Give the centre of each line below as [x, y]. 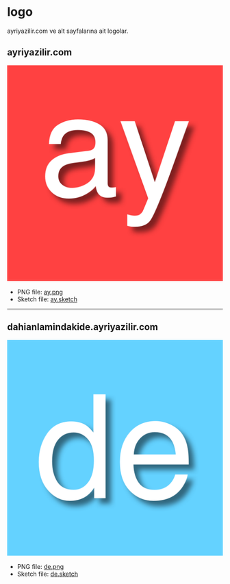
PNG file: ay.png [40, 292]
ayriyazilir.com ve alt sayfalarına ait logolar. [68, 31]
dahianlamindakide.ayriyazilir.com [83, 327]
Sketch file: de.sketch [48, 574]
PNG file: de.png [40, 566]
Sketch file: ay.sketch [47, 299]
